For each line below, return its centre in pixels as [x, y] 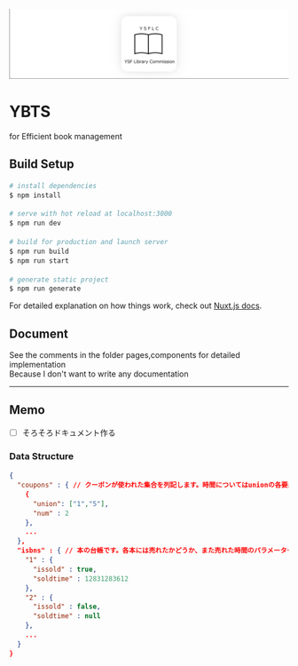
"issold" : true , [65, 569]
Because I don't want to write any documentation [99, 374]
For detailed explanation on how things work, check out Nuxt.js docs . [136, 305]
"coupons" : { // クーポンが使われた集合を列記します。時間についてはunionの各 [149, 485]
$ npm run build [39, 251]
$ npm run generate [45, 289]
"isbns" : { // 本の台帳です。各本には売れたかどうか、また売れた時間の [136, 551]
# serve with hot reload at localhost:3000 [91, 214]
